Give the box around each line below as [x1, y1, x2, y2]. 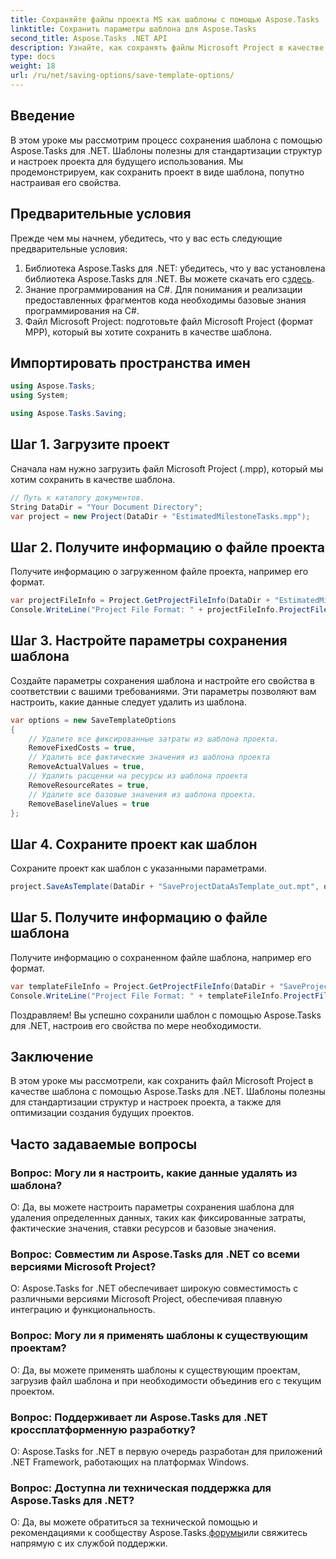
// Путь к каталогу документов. [10, 492, 145, 503]
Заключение [10, 1049, 94, 1066]
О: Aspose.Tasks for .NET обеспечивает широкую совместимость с [10, 1282, 299, 1295]
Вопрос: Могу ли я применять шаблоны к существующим [10, 1329, 309, 1343]
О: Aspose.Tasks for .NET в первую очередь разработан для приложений [10, 1446, 323, 1458]
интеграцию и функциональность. [10, 1304, 156, 1316]
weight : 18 [10, 61, 56, 71]
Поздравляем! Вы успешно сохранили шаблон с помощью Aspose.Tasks [10, 1009, 322, 1021]
